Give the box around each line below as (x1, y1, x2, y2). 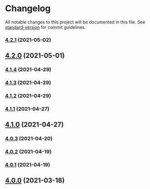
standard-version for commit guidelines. (5, 24, 86, 30)
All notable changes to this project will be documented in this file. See (5, 19, 146, 25)
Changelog (5, 3, 51, 14)
